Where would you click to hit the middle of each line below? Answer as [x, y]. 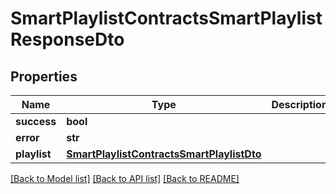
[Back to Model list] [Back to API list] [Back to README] [125, 178]
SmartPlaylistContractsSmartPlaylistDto [164, 154]
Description [299, 104]
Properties [44, 76]
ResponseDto [67, 39]
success [36, 121]
